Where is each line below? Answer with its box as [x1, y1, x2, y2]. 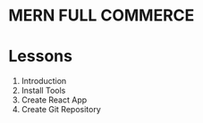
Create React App [21, 94, 88, 105]
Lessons [8, 46, 73, 67]
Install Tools [21, 86, 66, 96]
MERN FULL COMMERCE [8, 5, 195, 26]
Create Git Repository [21, 104, 102, 115]
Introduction [21, 76, 67, 86]
